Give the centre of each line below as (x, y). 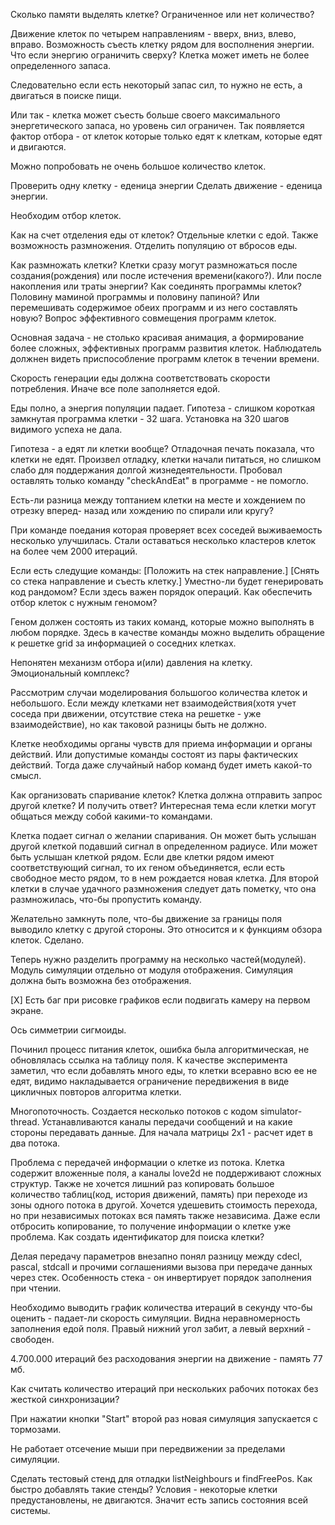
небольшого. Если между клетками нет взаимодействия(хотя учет (153, 703)
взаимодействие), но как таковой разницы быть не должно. (138, 724)
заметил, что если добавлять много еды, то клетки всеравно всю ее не (164, 1070)
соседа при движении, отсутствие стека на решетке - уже (136, 713)
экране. (27, 1010)
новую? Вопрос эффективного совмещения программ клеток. (143, 318)
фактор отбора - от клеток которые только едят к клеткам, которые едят (166, 136)
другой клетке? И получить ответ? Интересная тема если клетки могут (163, 805)
